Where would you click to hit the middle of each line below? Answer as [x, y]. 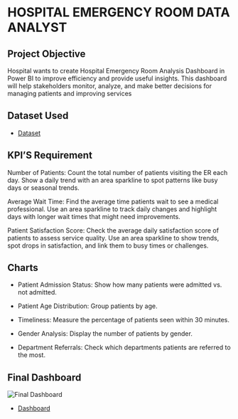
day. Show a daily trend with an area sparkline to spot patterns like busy [113, 180]
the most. [32, 355]
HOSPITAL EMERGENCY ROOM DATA [119, 12]
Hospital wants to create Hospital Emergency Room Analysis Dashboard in [116, 71]
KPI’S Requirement [50, 155]
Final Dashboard [44, 377]
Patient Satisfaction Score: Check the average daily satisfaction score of [113, 230]
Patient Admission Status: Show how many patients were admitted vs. [120, 285]
